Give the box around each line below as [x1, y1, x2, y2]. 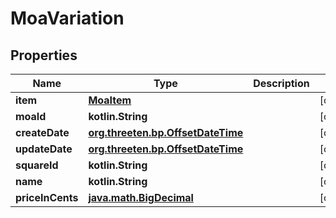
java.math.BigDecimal [88, 191, 194, 204]
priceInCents [15, 191, 79, 204]
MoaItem [88, 93, 132, 107]
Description [253, 77, 310, 90]
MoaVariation [10, 7, 125, 30]
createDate [15, 126, 70, 139]
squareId [15, 158, 59, 172]
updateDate [15, 142, 73, 156]
